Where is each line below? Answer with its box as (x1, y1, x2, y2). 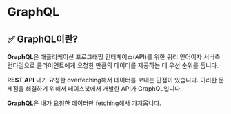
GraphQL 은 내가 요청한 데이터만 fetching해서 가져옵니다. (7, 99, 162, 107)
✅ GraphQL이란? (7, 33, 78, 45)
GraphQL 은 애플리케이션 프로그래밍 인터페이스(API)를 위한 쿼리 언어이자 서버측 (7, 53, 221, 60)
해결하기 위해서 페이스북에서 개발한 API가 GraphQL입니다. (25, 84, 183, 93)
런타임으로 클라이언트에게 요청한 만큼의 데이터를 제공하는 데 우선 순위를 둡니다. (7, 61, 219, 69)
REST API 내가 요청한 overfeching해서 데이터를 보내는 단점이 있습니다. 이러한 (7, 76, 217, 84)
